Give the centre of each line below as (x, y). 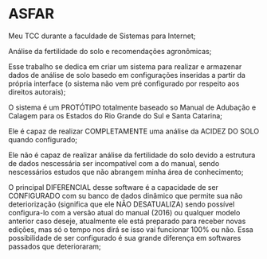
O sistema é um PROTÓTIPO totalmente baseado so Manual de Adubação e (132, 107)
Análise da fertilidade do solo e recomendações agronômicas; (110, 51)
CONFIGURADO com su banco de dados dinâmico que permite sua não (126, 195)
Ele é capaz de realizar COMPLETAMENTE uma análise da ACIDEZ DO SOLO (134, 131)
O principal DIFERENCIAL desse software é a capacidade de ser (114, 187)
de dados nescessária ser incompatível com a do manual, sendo (114, 163)
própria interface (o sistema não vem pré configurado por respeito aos (124, 83)
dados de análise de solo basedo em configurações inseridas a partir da (127, 75)
